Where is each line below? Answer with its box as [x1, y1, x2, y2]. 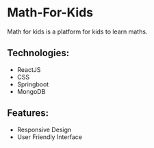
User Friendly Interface [16, 132, 83, 141]
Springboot [16, 80, 49, 88]
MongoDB [16, 87, 46, 95]
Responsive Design [16, 125, 72, 134]
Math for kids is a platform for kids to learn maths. [7, 27, 148, 36]
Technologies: [7, 47, 70, 59]
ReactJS [16, 65, 41, 73]
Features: [7, 108, 49, 119]
